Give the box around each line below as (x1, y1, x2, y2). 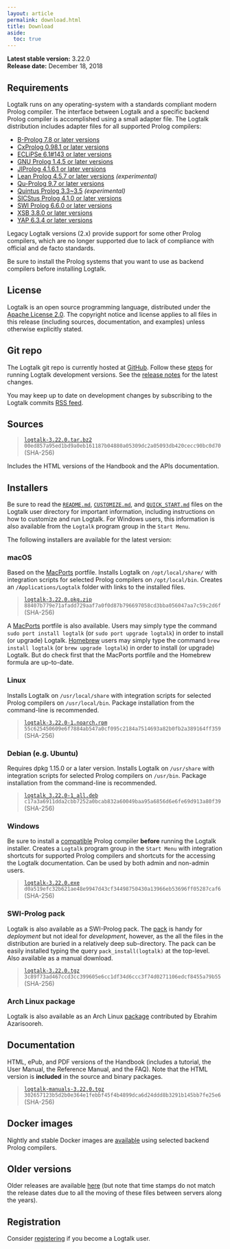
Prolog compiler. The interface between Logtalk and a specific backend (7, 107, 209, 116)
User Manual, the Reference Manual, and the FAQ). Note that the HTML (7, 1065, 208, 1073)
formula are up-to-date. (7, 659, 74, 667)
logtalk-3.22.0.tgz (23, 967, 80, 974)
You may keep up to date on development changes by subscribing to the (7, 391, 213, 400)
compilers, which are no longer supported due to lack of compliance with (7, 236, 214, 245)
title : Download (7, 23, 54, 30)
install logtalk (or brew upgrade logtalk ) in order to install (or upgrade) (7, 643, 215, 652)
